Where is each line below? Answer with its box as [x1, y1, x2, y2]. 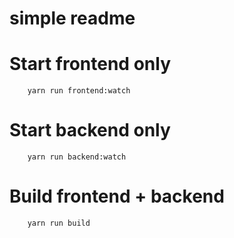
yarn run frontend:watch [27, 86, 131, 96]
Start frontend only [9, 53, 171, 76]
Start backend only [9, 119, 171, 142]
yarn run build [27, 218, 91, 228]
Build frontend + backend [9, 185, 225, 208]
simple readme [9, 7, 136, 30]
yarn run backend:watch [27, 152, 127, 162]
